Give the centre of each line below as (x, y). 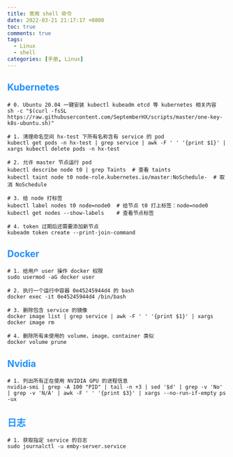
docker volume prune (37, 343)
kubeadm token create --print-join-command (72, 232)
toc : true (22, 27)
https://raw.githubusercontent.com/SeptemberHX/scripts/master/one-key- (115, 117)
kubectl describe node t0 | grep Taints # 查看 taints (89, 170)
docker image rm (31, 323)
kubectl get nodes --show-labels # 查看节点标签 (81, 213)
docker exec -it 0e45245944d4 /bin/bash (67, 297)
